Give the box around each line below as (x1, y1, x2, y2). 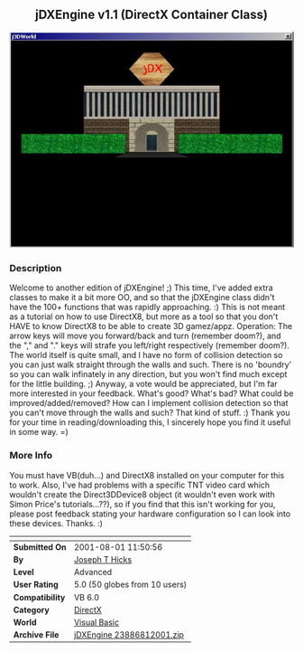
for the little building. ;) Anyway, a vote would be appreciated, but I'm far (9, 379, 278, 390)
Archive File (13, 629, 60, 640)
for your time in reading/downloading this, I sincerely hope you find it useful (9, 417, 291, 428)
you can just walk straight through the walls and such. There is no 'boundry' (9, 359, 292, 370)
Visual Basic (73, 617, 120, 628)
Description (9, 262, 62, 275)
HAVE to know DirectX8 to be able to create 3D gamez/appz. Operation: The (9, 321, 293, 332)
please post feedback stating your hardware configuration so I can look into (9, 508, 291, 519)
